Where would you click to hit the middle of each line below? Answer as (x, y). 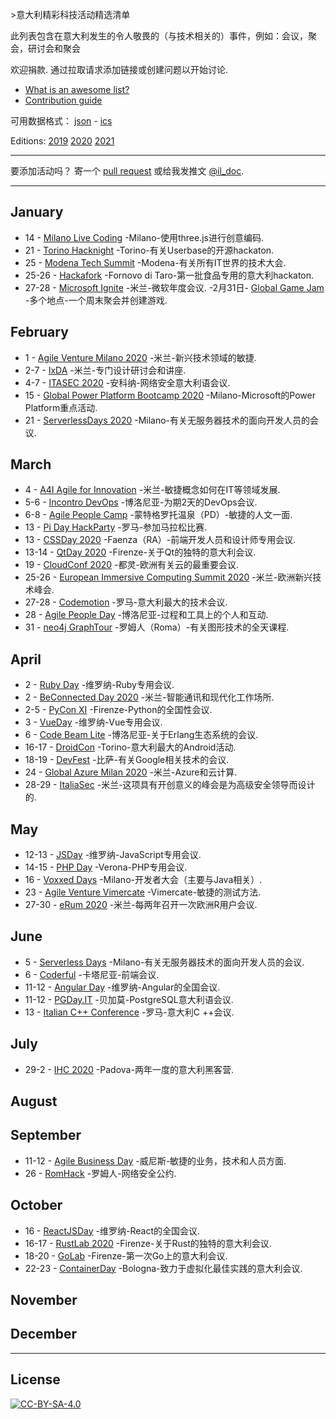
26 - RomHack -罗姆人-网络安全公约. (100, 1173)
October (36, 1205)
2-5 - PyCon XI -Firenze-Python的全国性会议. (118, 710)
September (46, 1135)
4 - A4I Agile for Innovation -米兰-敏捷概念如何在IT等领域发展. (152, 490)
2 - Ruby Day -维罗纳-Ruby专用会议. (99, 685)
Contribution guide (63, 100)
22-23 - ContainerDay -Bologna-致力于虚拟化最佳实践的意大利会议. (163, 1268)
